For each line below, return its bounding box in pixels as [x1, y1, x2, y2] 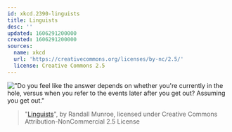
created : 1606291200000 [7, 36, 77, 43]
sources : [7, 43, 33, 50]
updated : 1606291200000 [7, 29, 77, 37]
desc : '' [7, 23, 33, 30]
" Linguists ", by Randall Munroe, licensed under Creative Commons [24, 110, 218, 118]
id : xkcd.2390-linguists [7, 10, 80, 17]
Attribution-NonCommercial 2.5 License [24, 117, 141, 126]
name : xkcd [13, 50, 46, 57]
